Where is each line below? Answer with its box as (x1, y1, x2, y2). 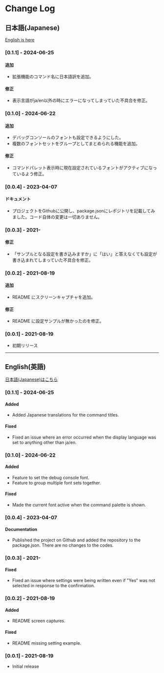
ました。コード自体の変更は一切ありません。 (12, 214, 102, 220)
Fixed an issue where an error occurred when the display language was (12, 434, 156, 440)
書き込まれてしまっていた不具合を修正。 (12, 257, 94, 263)
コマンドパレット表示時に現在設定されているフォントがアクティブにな (12, 164, 153, 170)
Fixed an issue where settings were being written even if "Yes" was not (12, 578, 155, 583)
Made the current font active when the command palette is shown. (12, 502, 146, 508)
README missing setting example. (12, 640, 82, 646)
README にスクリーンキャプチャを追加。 (12, 294, 96, 300)
